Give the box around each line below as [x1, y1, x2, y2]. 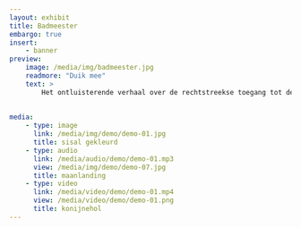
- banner [25, 46, 58, 55]
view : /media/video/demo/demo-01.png [32, 196, 175, 206]
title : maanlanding [32, 171, 106, 180]
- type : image [25, 122, 78, 130]
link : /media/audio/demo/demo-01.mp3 [32, 154, 175, 164]
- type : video [25, 180, 78, 189]
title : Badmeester [9, 21, 78, 30]
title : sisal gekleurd [32, 138, 118, 147]
